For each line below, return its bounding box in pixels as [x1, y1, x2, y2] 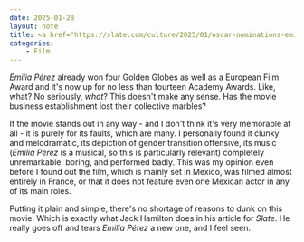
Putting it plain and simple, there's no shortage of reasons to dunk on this [9, 203, 283, 214]
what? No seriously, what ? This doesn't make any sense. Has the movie [9, 92, 277, 102]
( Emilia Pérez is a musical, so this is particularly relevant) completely [9, 147, 265, 159]
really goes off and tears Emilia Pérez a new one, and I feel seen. [9, 223, 252, 234]
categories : [9, 38, 54, 48]
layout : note [9, 22, 59, 31]
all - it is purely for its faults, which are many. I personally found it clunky [9, 128, 280, 139]
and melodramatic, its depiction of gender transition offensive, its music [9, 138, 278, 149]
